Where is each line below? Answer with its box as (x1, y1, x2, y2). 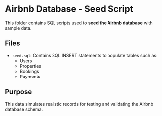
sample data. (5, 25, 32, 31)
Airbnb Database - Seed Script (5, 3, 134, 15)
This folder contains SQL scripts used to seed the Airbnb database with (5, 20, 153, 26)
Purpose (5, 88, 32, 96)
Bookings (19, 68, 39, 74)
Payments (19, 73, 41, 79)
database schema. (5, 106, 43, 112)
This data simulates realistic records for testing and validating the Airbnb (5, 101, 154, 107)
